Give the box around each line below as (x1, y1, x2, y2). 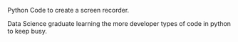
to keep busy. (7, 27, 48, 35)
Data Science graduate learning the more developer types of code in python (7, 20, 232, 27)
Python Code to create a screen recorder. (7, 6, 130, 14)
